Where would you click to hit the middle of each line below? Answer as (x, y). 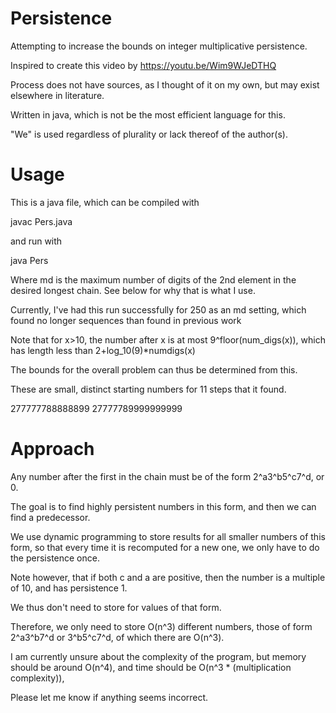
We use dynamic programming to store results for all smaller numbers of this (168, 536)
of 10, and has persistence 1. (69, 588)
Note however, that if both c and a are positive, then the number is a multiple (168, 577)
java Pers (29, 260)
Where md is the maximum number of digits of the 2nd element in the (153, 279)
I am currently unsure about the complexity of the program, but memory (158, 656)
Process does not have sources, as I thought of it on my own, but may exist (165, 84)
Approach (52, 449)
